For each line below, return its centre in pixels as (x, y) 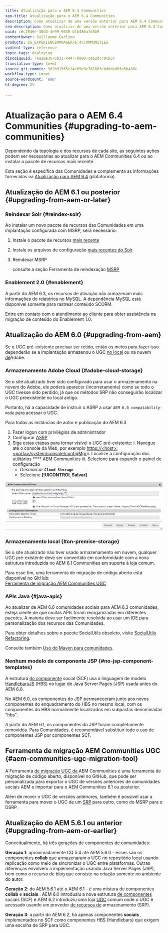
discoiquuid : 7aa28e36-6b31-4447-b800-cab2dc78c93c (60, 58)
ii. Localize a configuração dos (118, 453)
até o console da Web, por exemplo (49, 448)
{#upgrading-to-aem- (110, 126)
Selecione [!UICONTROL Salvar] (53, 475)
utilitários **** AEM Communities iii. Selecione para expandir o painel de (87, 459)
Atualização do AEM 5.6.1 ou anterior (64, 823)
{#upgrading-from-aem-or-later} (58, 200)
